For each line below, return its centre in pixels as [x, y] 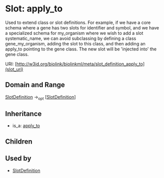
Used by [18, 158]
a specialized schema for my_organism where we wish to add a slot [74, 33]
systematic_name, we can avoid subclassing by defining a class [71, 38]
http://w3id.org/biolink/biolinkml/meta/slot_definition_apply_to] [81, 64]
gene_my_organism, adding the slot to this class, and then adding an [75, 43]
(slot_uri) [14, 69]
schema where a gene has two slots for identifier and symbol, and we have [82, 27]
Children [19, 141]
